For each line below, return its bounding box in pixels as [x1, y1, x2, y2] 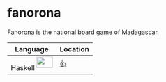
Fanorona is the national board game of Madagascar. [7, 28, 159, 36]
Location [59, 44, 89, 54]
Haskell [10, 63, 35, 73]
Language [15, 44, 49, 54]
